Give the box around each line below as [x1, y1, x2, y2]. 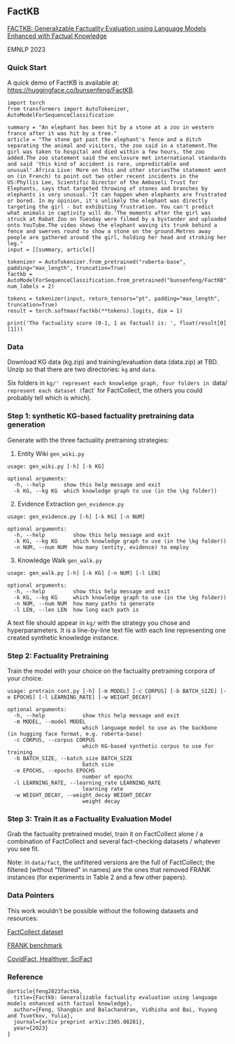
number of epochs [82, 773, 133, 780]
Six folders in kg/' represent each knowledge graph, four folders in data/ [7, 379, 227, 387]
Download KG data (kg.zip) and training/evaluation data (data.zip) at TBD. [7, 358, 219, 366]
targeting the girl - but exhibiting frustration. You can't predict [7, 203, 215, 210]
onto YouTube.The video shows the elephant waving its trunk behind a [7, 222, 218, 229]
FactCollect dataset [7, 927, 64, 936]
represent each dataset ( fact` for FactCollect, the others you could [7, 386, 203, 394]
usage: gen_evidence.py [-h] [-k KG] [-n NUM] [7, 513, 145, 520]
